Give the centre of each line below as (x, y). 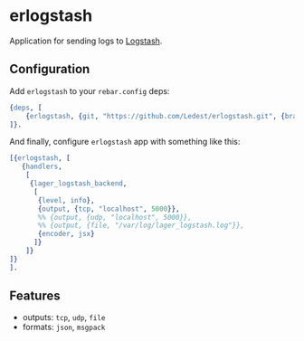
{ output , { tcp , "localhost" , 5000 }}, (109, 209)
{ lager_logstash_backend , (78, 184)
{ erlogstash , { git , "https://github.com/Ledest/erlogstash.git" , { (155, 116)
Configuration (50, 69)
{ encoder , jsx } (66, 234)
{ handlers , (42, 167)
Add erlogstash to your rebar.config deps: (90, 90)
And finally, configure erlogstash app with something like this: (125, 142)
